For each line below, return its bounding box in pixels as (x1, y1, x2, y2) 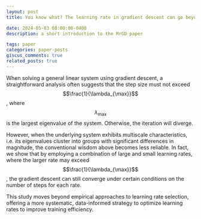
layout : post (6, 8, 39, 15)
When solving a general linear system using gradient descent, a (6, 74, 163, 81)
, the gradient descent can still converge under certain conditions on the (6, 175, 184, 182)
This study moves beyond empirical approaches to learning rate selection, (6, 193, 189, 200)
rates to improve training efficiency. (6, 205, 94, 212)
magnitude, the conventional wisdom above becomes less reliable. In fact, (6, 144, 189, 151)
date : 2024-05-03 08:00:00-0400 (6, 25, 87, 31)
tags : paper (6, 41, 36, 48)
